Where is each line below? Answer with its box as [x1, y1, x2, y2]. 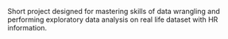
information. [7, 23, 48, 32]
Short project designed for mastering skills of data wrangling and [7, 7, 220, 16]
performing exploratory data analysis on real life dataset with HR [7, 15, 218, 24]
